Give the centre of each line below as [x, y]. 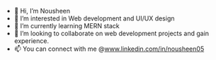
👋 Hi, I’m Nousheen [42, 11]
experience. [32, 41]
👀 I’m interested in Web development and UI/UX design [94, 18]
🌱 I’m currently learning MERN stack [67, 26]
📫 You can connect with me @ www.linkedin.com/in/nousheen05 [109, 49]
